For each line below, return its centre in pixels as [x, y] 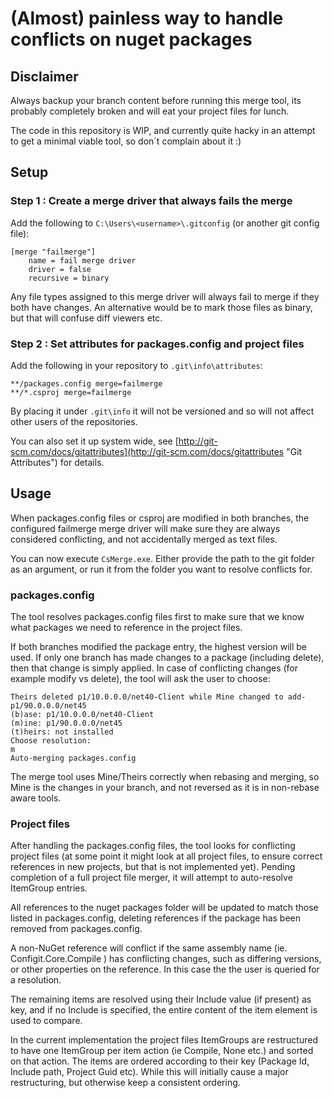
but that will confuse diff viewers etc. [86, 318]
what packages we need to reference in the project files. [126, 628]
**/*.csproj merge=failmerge [71, 392]
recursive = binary [69, 278]
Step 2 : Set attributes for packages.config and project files [157, 344]
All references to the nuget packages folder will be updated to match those [164, 908]
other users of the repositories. [74, 421]
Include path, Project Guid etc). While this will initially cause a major [149, 1072]
